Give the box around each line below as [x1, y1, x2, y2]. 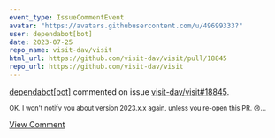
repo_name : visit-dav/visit [9, 46, 113, 55]
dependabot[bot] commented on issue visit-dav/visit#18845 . [9, 86, 230, 97]
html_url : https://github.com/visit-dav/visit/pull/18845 [9, 54, 227, 63]
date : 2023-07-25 [9, 37, 73, 47]
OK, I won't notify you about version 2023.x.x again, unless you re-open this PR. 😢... [9, 103, 267, 112]
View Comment [9, 119, 65, 129]
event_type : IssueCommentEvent [9, 12, 125, 22]
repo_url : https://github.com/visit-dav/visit [9, 63, 184, 72]
